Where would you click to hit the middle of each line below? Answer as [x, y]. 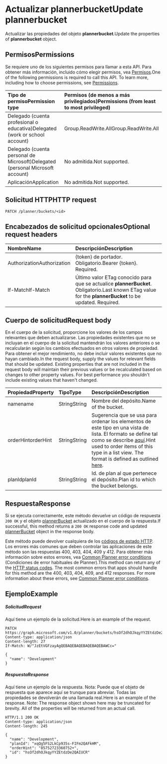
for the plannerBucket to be [108, 296]
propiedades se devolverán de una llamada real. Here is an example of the [81, 698]
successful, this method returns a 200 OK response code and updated [76, 526]
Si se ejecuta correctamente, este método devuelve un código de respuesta [83, 515]
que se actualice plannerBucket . [114, 284]
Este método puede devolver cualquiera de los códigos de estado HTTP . [80, 541]
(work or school [26, 134]
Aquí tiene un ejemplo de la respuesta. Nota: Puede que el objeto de [75, 687]
